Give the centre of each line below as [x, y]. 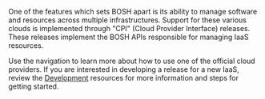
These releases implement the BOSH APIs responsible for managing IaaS [128, 37]
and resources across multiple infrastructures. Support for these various [127, 20]
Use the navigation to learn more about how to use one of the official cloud [132, 61]
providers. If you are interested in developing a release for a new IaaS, [124, 69]
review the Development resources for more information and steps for [123, 78]
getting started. [34, 86]
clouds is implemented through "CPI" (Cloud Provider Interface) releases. [129, 28]
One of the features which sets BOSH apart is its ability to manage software [133, 12]
